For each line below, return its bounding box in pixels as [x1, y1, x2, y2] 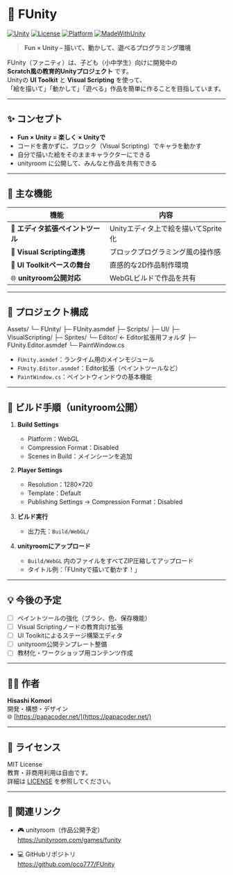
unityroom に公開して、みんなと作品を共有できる [17, 159, 157, 167]
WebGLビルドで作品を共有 [110, 273, 196, 283]
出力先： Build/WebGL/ [27, 527, 90, 535]
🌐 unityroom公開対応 [10, 273, 81, 283]
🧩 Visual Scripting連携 [10, 247, 85, 256]
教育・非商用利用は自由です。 [7, 768, 92, 776]
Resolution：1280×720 [27, 481, 93, 489]
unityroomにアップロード [17, 542, 92, 551]
